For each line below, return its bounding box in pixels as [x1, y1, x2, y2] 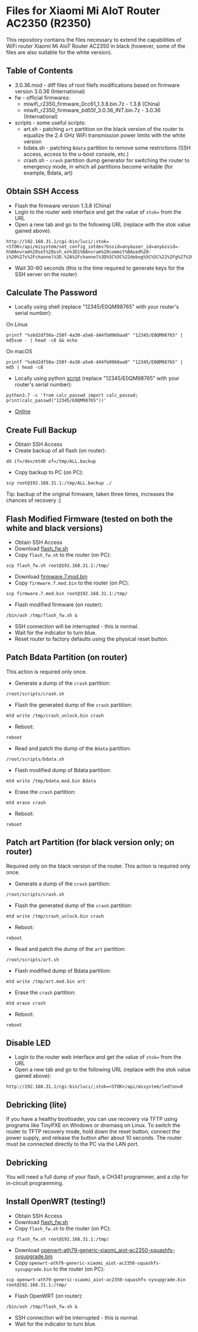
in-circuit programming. [6, 1180, 64, 1187]
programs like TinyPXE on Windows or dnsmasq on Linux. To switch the [6, 1122, 181, 1129]
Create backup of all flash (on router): [14, 447, 107, 454]
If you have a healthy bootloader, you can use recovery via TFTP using [6, 1116, 178, 1123]
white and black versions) [6, 523, 103, 533]
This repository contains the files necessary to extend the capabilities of [6, 36, 181, 43]
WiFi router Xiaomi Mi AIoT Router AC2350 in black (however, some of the [6, 42, 186, 50]
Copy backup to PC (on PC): [14, 469, 84, 476]
